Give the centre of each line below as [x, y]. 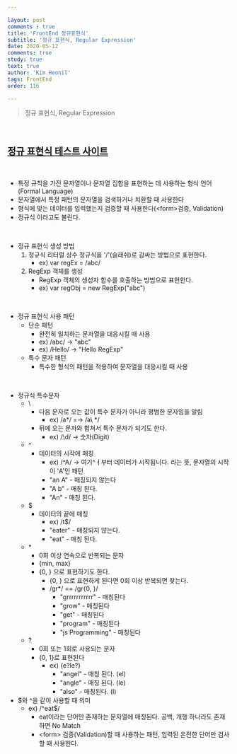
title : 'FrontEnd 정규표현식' [48, 33]
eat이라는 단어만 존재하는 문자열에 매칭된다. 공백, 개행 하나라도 [125, 717]
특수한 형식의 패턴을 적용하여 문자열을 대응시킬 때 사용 [114, 367]
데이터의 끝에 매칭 [63, 514]
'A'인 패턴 [70, 471]
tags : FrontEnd [30, 79]
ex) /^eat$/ [44, 709]
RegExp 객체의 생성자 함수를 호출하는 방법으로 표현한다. [116, 280]
